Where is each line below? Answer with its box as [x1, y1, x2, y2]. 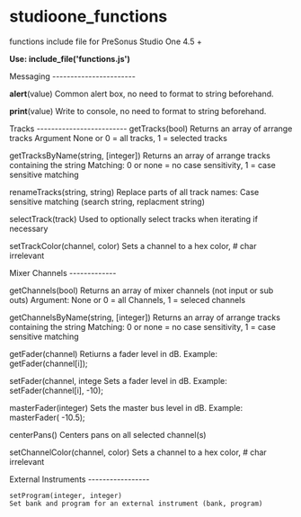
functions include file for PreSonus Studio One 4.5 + [9, 36, 202, 47]
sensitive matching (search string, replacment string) [9, 196, 205, 207]
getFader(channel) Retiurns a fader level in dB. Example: [9, 348, 218, 359]
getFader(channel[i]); [9, 358, 88, 369]
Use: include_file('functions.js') [9, 53, 130, 64]
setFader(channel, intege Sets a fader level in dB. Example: [9, 375, 227, 386]
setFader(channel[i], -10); [9, 385, 103, 396]
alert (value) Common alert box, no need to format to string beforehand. [9, 88, 274, 99]
